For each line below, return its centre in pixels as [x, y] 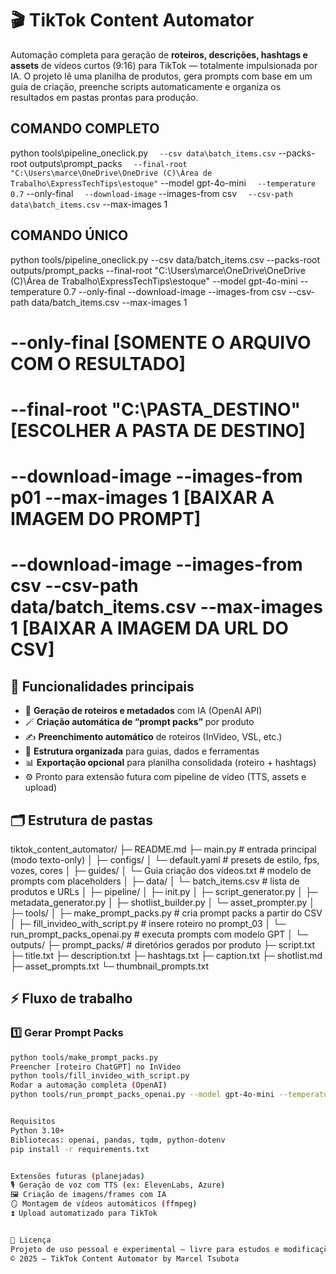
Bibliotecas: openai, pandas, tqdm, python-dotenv [118, 1140]
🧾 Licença [31, 1240]
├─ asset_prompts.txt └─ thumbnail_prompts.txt [110, 966]
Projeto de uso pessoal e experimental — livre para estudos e [145, 1249]
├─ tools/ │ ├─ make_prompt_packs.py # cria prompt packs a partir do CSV [166, 913]
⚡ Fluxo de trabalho [71, 998]
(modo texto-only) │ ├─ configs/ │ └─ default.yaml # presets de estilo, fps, [165, 859]
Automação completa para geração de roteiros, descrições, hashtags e [159, 54]
